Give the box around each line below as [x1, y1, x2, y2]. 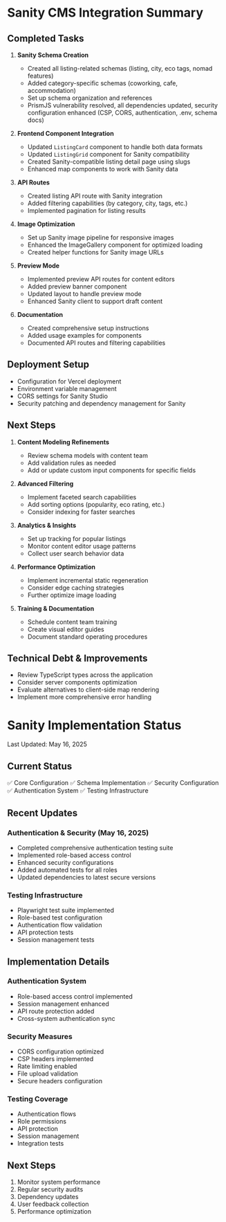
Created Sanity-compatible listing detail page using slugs [27, 157, 191, 166]
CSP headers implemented [17, 1055, 94, 1063]
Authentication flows [17, 1110, 77, 1118]
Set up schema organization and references [27, 94, 153, 102]
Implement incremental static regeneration [27, 576, 149, 584]
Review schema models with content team [27, 451, 149, 459]
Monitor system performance [17, 1178, 101, 1187]
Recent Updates [7, 807, 78, 819]
